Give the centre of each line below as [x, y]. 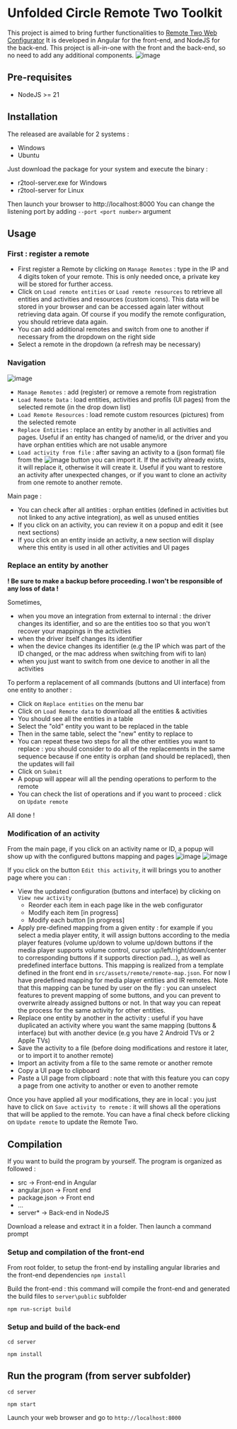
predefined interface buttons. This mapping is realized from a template [121, 965]
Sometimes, [25, 602]
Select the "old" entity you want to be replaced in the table [103, 726]
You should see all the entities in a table [75, 718]
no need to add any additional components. [71, 55]
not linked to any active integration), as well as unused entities [108, 517]
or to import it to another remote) [65, 1056]
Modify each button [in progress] [76, 920]
